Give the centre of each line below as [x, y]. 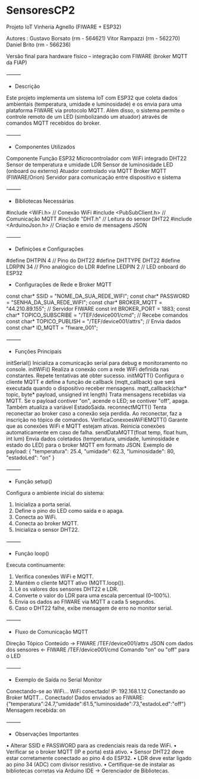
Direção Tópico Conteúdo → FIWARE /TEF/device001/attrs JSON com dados [99, 643]
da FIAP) [17, 62]
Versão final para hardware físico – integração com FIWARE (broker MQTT [97, 56]
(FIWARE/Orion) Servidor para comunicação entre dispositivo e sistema [94, 177]
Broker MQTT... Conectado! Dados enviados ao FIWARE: [75, 697]
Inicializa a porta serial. [43, 504]
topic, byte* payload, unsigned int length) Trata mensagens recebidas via [96, 394]
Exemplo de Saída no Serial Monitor [59, 679]
